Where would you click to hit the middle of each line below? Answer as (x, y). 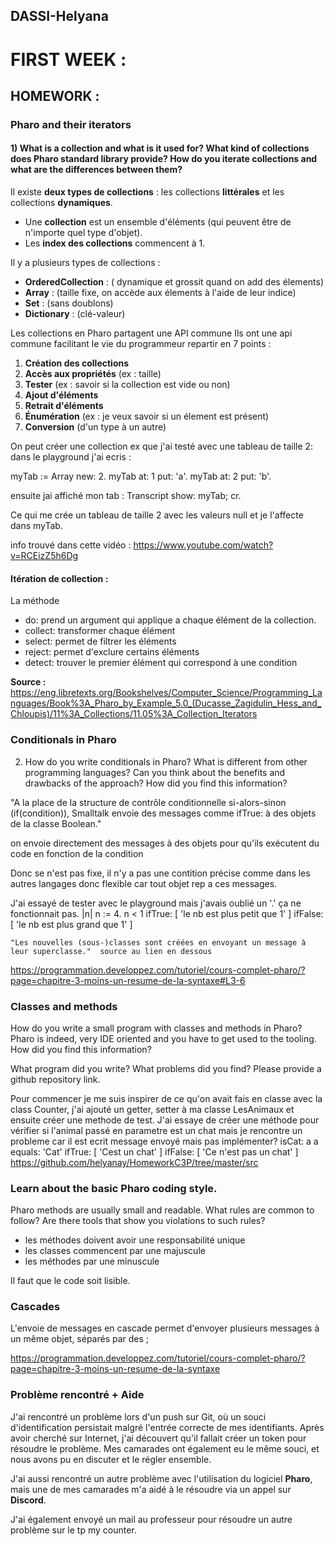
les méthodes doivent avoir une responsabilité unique (135, 1240)
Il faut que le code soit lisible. (70, 1281)
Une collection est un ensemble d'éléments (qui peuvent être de (158, 222)
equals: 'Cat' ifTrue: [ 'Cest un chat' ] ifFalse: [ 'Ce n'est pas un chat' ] (154, 1151)
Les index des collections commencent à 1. (115, 243)
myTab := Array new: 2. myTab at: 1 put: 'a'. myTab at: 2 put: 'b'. (141, 476)
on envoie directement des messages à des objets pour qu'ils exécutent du (165, 843)
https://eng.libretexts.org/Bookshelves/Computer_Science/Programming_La (166, 693)
